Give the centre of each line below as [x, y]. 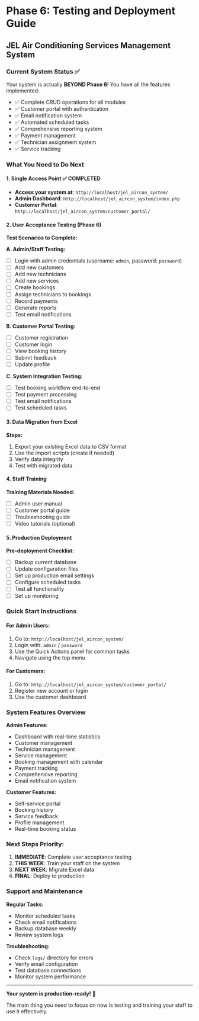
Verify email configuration [46, 964]
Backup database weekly [45, 928]
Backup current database [46, 562]
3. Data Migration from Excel [42, 421]
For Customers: [26, 671]
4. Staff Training [26, 479]
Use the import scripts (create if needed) [65, 453]
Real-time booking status [45, 829]
